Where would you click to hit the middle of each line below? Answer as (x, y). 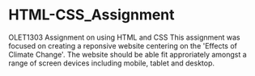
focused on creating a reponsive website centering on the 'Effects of (123, 45)
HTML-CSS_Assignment (92, 15)
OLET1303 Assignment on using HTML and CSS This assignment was (124, 37)
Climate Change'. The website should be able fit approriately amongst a (127, 54)
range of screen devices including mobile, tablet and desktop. (112, 63)
